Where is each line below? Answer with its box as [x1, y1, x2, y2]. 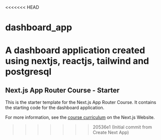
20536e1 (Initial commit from [93, 124, 152, 130]
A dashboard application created [5, 45, 145, 56]
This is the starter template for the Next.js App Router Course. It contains [5, 99, 156, 105]
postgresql [5, 66, 52, 77]
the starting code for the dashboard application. [5, 105, 105, 111]
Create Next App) [93, 129, 129, 135]
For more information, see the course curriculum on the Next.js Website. [5, 114, 155, 120]
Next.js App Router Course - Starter [5, 86, 120, 94]
